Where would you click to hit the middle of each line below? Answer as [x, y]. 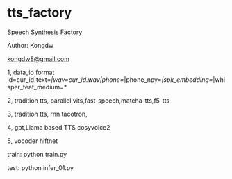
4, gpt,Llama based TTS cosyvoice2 [59, 127]
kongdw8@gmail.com [39, 59]
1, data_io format [31, 72]
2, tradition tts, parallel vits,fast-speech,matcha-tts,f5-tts [89, 100]
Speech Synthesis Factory [45, 32]
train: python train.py [37, 154]
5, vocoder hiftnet [33, 141]
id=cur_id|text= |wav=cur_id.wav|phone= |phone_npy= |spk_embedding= [110, 79]
